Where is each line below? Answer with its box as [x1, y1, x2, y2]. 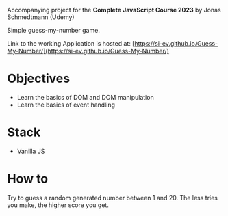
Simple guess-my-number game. [7, 27, 101, 34]
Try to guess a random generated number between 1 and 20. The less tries [7, 193, 218, 202]
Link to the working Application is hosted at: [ [7, 40, 135, 47]
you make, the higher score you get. [7, 201, 110, 209]
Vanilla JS [16, 147, 45, 155]
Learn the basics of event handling [16, 100, 115, 109]
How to [7, 171, 49, 187]
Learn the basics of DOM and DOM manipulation [16, 93, 154, 101]
